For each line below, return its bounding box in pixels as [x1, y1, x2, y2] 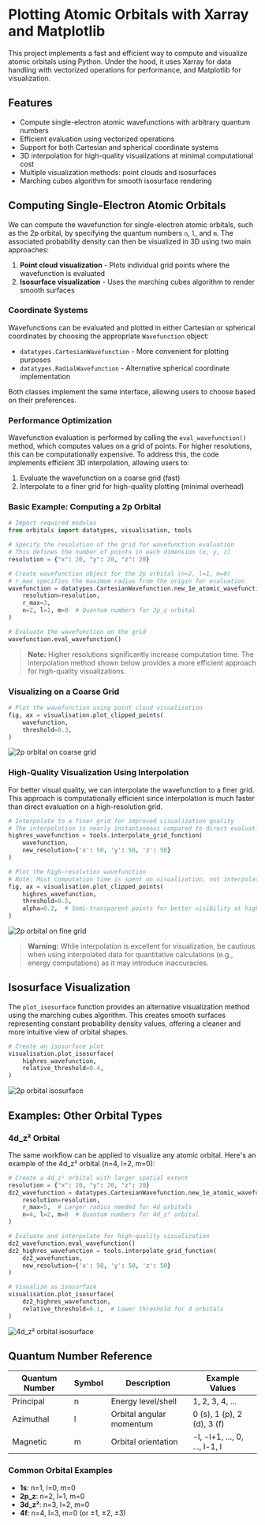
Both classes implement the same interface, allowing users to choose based [8, 386, 256, 396]
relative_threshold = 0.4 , [22, 1065, 104, 1072]
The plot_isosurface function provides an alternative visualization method [8, 1001, 250, 1011]
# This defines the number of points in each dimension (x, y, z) [8, 548, 231, 557]
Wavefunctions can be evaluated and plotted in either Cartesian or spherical [8, 323, 256, 332]
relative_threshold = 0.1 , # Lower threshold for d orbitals [22, 1305, 224, 1313]
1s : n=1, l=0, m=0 [19, 1482, 77, 1492]
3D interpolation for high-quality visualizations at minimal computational [19, 151, 254, 160]
